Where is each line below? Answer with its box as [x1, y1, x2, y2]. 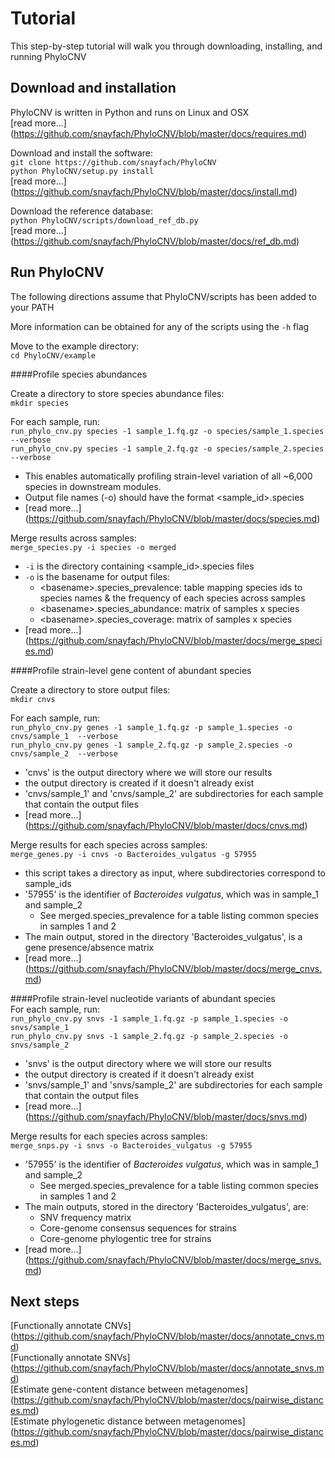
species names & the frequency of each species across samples [39, 592, 306, 604]
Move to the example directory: [10, 340, 140, 352]
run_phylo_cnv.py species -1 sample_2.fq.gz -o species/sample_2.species [10, 443, 325, 454]
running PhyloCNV [10, 50, 87, 62]
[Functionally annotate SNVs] [10, 1352, 131, 1364]
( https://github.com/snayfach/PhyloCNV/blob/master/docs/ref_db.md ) [10, 235, 300, 247]
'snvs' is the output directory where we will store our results [24, 1057, 272, 1069]
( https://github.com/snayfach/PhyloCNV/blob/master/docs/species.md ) [24, 512, 321, 524]
